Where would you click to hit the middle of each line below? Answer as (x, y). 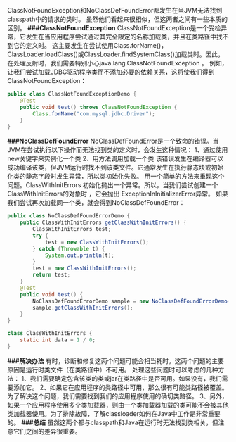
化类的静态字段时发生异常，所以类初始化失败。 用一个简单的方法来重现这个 (116, 176)
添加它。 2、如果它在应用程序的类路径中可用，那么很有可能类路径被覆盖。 (120, 387)
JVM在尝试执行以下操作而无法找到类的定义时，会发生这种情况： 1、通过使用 (118, 150)
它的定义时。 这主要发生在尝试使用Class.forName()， (90, 45)
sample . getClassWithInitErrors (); (83, 308)
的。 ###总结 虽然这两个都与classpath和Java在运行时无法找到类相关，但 (113, 422)
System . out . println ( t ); (79, 255)
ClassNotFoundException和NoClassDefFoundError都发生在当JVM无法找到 (115, 10)
